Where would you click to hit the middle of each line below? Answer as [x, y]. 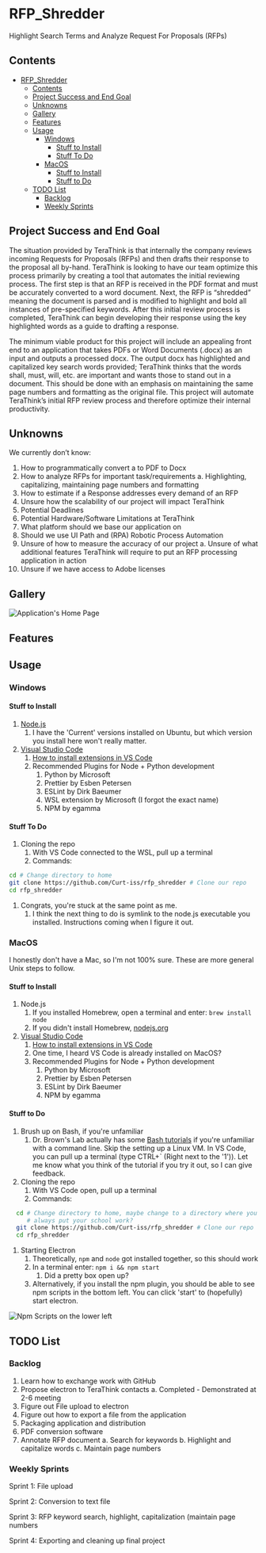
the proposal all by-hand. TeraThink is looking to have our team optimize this [133, 267]
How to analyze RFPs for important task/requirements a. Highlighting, [133, 476]
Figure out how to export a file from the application [103, 1414]
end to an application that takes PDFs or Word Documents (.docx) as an [126, 350]
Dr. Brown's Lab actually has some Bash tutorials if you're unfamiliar [143, 1139]
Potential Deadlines [52, 510]
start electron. [55, 1301]
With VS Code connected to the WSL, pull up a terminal [122, 852]
